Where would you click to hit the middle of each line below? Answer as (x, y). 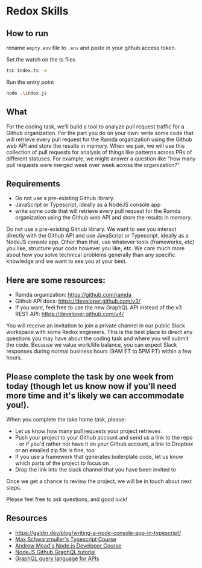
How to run (27, 33)
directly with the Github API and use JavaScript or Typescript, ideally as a (97, 236)
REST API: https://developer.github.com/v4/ (69, 314)
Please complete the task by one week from (90, 377)
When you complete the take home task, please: (66, 419)
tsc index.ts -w (27, 71)
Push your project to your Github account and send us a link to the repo (104, 437)
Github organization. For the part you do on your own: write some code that (100, 133)
